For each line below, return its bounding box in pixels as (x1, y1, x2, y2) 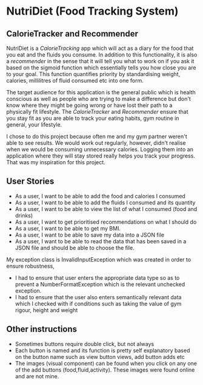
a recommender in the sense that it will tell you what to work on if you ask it (6, 58, 195, 64)
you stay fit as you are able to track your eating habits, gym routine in (6, 114, 179, 122)
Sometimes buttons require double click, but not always (15, 340, 155, 347)
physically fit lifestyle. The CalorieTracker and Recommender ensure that (6, 108, 189, 115)
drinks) (15, 212, 33, 219)
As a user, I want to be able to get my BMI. (15, 224, 121, 232)
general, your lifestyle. (6, 121, 62, 128)
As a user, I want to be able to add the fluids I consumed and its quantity (15, 199, 196, 206)
